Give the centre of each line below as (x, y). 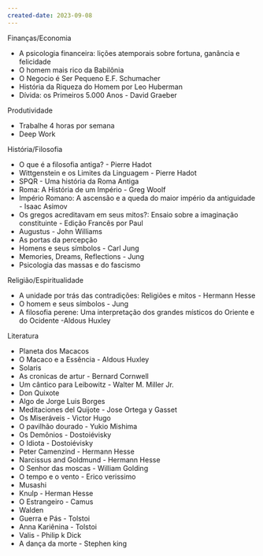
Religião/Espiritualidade (46, 280)
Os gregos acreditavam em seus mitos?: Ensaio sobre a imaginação (128, 214)
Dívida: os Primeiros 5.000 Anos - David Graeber (98, 95)
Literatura (23, 335)
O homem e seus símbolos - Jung (74, 303)
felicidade (35, 61)
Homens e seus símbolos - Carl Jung (79, 248)
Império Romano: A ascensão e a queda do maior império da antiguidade (137, 198)
